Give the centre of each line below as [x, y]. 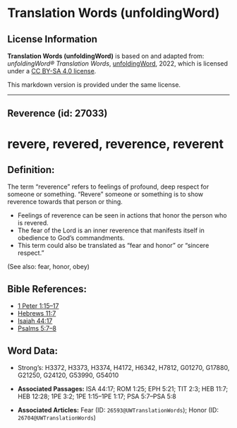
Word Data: [33, 351]
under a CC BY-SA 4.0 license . [52, 71]
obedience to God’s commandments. [71, 238]
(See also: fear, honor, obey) [49, 267]
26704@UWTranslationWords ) [57, 417]
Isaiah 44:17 [35, 321]
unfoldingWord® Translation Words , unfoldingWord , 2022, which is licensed [117, 64]
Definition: [31, 170]
